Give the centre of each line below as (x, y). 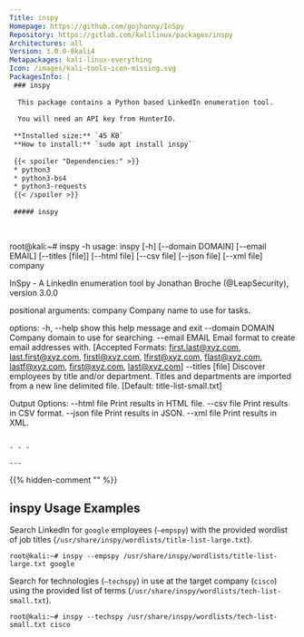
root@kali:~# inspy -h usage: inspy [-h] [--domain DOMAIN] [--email (138, 246)
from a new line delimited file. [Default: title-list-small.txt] (116, 386)
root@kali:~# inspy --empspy (64, 556)
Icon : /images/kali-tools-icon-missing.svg (93, 69)
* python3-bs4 (40, 178)
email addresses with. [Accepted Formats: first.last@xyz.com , (125, 347)
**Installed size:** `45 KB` (69, 136)
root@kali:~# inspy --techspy (67, 617)
